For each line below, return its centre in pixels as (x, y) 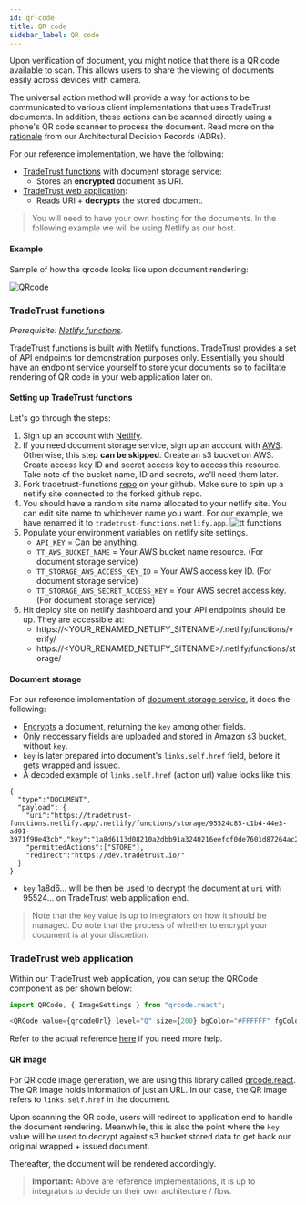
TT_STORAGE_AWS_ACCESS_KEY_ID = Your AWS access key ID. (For (154, 571)
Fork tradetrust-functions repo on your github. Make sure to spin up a (153, 485)
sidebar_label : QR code (55, 35)
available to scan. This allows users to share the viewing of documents (142, 70)
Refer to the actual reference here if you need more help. (116, 1038)
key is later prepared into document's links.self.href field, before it (151, 756)
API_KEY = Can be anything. (87, 542)
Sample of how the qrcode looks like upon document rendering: (129, 269)
